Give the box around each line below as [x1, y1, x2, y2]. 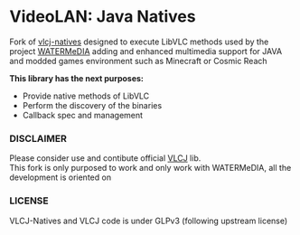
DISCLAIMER [9, 132, 68, 145]
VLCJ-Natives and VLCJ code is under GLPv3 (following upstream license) [9, 215, 288, 226]
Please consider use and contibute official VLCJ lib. [9, 153, 202, 164]
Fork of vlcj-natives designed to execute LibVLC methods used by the [9, 36, 269, 47]
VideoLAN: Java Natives [9, 6, 196, 27]
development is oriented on [9, 172, 111, 183]
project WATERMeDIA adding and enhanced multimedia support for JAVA [9, 45, 283, 56]
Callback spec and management [22, 109, 143, 120]
